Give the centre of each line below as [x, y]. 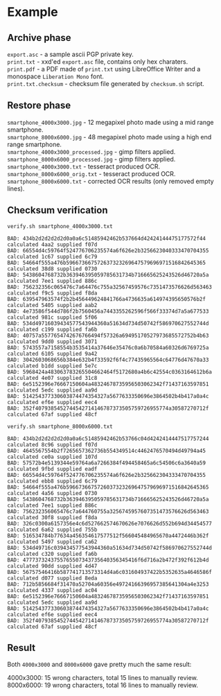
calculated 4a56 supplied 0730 [52, 493]
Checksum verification [58, 210]
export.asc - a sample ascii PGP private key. [70, 54]
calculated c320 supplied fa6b [52, 554]
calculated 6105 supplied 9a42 [52, 354]
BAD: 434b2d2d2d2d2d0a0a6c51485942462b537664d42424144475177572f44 [107, 238]
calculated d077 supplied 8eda [52, 578]
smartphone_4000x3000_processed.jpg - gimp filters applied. [91, 151]
